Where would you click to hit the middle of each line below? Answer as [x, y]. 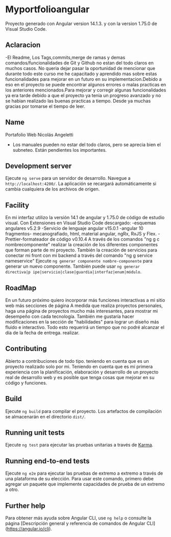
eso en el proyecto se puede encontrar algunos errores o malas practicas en [86, 84]
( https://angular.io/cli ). [29, 529]
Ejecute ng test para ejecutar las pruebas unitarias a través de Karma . [79, 445]
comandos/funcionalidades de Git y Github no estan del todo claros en [80, 63]
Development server [39, 166]
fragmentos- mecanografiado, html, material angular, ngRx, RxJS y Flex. [81, 234]
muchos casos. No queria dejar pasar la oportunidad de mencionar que [80, 68]
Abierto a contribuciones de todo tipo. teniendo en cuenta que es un [77, 361]
